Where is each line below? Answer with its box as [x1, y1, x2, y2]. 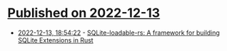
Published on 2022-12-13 [7, 5, 161, 21]
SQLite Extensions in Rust [17, 35, 94, 44]
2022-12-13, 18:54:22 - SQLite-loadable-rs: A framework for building [17, 28, 220, 37]
